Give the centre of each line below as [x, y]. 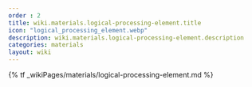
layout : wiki [30, 52]
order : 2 [25, 15]
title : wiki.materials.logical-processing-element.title [105, 23]
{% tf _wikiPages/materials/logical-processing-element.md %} [111, 75]
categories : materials [46, 45]
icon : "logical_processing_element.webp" [78, 30]
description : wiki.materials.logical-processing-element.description [126, 38]
